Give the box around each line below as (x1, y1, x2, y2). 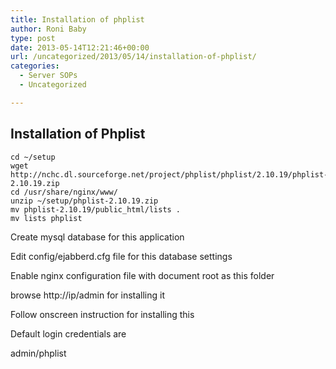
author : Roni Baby (10, 24, 87, 34)
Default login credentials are (10, 327, 127, 340)
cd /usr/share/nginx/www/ (10, 187, 118, 197)
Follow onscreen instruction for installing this (10, 308, 195, 320)
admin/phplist (10, 347, 67, 359)
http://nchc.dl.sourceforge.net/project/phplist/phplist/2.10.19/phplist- (10, 169, 329, 180)
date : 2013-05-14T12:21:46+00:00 (10, 42, 150, 53)
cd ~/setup (10, 152, 56, 162)
